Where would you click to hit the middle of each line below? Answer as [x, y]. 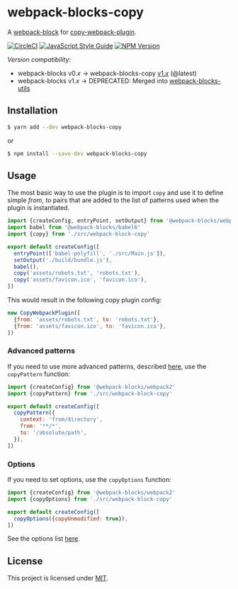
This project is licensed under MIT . [58, 578]
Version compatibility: [39, 59]
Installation [33, 111]
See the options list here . [44, 539]
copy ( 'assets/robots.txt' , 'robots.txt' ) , [77, 273]
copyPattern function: [39, 374]
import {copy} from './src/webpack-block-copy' [79, 234]
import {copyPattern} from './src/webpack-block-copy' [90, 393]
